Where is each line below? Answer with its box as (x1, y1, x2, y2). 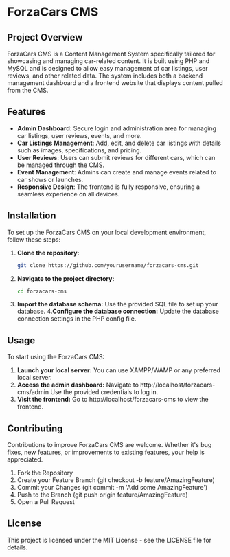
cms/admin (16, 388, 49, 396)
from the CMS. (7, 87, 49, 94)
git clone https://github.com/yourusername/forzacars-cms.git (16, 262, 199, 269)
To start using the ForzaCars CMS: (7, 353, 105, 361)
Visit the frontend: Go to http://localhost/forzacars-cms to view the (16, 396, 209, 404)
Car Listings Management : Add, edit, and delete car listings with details (16, 139, 222, 147)
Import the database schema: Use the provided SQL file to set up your (16, 300, 218, 308)
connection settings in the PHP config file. (16, 315, 137, 323)
